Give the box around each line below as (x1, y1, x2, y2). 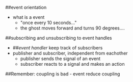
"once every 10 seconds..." (20, 20, 77, 25)
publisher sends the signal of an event (20, 56, 101, 62)
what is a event (12, 14, 45, 20)
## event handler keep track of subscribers (12, 45, 103, 50)
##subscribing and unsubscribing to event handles (5, 35, 112, 41)
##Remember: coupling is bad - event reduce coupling (5, 71, 120, 77)
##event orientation (5, 5, 47, 10)
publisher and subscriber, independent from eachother (12, 50, 128, 56)
